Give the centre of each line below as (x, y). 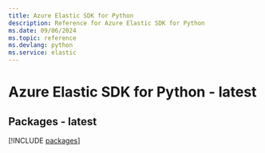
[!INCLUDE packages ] (44, 141)
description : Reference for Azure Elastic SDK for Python (107, 23)
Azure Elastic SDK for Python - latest (132, 92)
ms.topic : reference (43, 38)
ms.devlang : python (41, 45)
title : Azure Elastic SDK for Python (71, 16)
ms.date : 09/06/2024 (43, 30)
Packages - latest (53, 122)
